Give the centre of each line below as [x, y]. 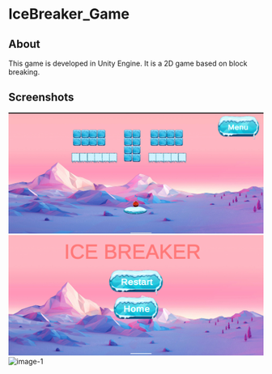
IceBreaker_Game [69, 14]
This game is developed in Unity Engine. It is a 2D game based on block [128, 63]
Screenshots [41, 98]
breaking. [24, 72]
